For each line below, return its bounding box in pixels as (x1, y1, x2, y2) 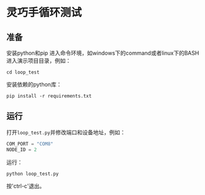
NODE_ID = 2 (6, 147, 37, 153)
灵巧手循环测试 (6, 6, 82, 20)
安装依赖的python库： (6, 81, 62, 88)
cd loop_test (6, 69, 40, 75)
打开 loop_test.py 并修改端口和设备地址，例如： (6, 128, 126, 136)
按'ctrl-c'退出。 (6, 182, 45, 190)
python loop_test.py (6, 170, 60, 177)
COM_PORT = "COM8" (6, 140, 53, 147)
